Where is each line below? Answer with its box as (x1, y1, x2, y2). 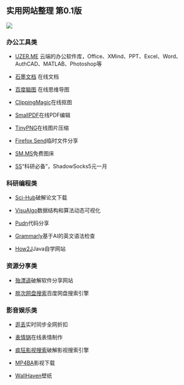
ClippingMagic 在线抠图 (14, 99, 72, 106)
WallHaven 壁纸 (14, 372, 52, 379)
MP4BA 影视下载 (14, 359, 55, 366)
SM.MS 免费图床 (14, 150, 55, 157)
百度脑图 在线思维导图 (14, 86, 70, 93)
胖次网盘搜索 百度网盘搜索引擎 (14, 289, 89, 296)
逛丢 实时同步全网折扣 (14, 321, 68, 328)
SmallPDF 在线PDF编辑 (14, 111, 71, 119)
